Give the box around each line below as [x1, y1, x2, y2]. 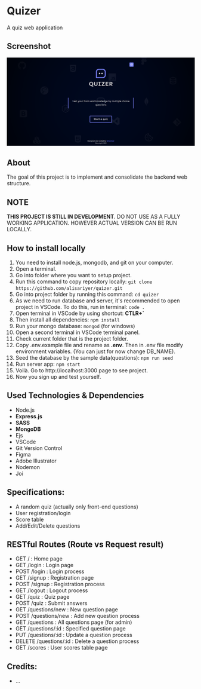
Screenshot [7, 41, 51, 51]
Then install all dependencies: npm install [15, 316, 120, 323]
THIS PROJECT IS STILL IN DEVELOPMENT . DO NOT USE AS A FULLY [7, 213, 181, 221]
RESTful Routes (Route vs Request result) [7, 539, 164, 549]
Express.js [15, 412, 42, 419]
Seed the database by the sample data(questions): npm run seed [15, 354, 174, 361]
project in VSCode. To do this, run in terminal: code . [15, 303, 145, 310]
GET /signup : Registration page [15, 574, 94, 581]
